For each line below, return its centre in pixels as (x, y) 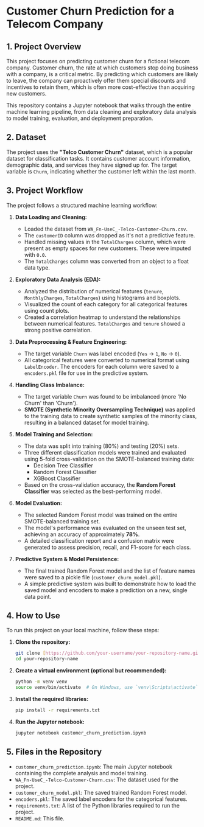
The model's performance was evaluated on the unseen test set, (105, 528)
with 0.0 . (35, 254)
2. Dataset (26, 137)
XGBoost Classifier (57, 478)
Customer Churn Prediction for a (90, 11)
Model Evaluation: (39, 503)
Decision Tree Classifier (63, 465)
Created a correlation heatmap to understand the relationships (102, 317)
